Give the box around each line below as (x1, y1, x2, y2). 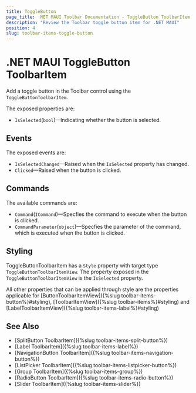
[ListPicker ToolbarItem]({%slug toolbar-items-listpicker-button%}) (14, 362, 177, 369)
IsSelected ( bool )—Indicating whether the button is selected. (14, 117, 161, 124)
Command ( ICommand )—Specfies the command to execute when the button (14, 211, 187, 218)
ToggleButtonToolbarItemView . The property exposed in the (6, 268, 149, 275)
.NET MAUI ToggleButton (6, 56, 131, 69)
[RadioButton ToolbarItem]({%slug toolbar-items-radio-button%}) (14, 374, 174, 381)
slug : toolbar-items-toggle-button (6, 31, 93, 36)
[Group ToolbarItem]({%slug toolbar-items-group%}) (14, 368, 143, 375)
